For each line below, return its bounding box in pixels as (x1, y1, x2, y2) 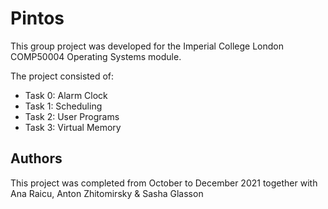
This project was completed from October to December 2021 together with (10, 177, 318, 189)
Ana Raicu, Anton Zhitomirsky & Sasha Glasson (10, 187, 204, 199)
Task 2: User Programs (24, 110, 120, 122)
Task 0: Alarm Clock (24, 89, 108, 101)
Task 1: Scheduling (24, 100, 103, 112)
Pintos (10, 7, 65, 30)
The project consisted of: (10, 70, 115, 82)
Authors (10, 150, 63, 167)
